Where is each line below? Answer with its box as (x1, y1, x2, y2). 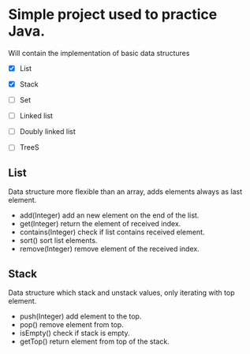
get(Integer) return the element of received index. (19, 219, 181, 229)
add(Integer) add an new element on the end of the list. (19, 211, 200, 220)
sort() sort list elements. (19, 236, 98, 245)
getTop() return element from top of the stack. (19, 337, 170, 346)
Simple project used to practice (8, 6, 218, 24)
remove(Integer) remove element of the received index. (19, 244, 200, 254)
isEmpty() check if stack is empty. (19, 328, 130, 337)
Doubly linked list (19, 127, 76, 136)
